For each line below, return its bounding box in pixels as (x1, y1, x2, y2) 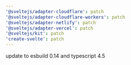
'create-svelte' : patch (5, 36, 65, 42)
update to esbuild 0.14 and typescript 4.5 (5, 53, 106, 59)
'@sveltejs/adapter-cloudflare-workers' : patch (5, 14, 126, 20)
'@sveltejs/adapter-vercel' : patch (5, 25, 94, 31)
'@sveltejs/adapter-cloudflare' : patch (5, 8, 104, 15)
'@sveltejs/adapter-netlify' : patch (5, 19, 96, 25)
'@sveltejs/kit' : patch (5, 31, 65, 37)
